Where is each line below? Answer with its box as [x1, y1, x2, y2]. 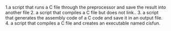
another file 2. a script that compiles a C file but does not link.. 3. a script [5, 9, 159, 15]
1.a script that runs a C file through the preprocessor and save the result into [5, 4, 166, 10]
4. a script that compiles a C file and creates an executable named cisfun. [5, 20, 161, 26]
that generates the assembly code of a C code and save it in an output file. [5, 15, 163, 20]
